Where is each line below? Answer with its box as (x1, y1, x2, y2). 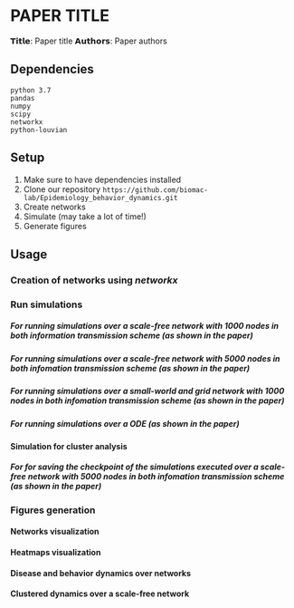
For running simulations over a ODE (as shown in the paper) (10, 418, 240, 429)
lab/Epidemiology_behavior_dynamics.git (23, 193, 178, 202)
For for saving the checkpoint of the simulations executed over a (10, 461, 259, 472)
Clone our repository (23, 183, 101, 195)
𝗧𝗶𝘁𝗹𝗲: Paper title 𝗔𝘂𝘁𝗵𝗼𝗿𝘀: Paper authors (10, 35, 168, 46)
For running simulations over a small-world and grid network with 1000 (10, 386, 285, 397)
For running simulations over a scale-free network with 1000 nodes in (10, 321, 280, 332)
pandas (10, 93, 35, 102)
